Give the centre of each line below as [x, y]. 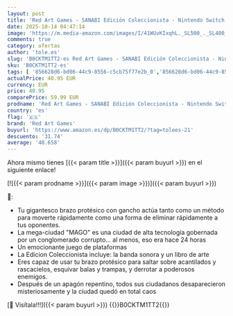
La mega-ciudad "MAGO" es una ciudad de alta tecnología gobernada [118, 233]
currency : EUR [28, 85]
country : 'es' [28, 110]
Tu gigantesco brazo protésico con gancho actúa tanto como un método [121, 210]
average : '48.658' [34, 143]
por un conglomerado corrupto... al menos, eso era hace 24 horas [112, 240]
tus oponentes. [39, 225]
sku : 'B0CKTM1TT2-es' [38, 65]
